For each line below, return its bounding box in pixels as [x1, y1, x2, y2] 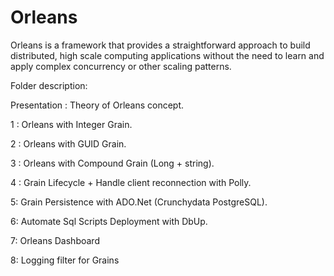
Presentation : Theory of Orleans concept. [10, 99, 185, 111]
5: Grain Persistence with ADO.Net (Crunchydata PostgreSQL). [10, 196, 268, 208]
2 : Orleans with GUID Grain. [10, 137, 127, 150]
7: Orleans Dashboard [10, 234, 100, 246]
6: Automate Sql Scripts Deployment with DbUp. [10, 215, 208, 227]
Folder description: [10, 79, 88, 91]
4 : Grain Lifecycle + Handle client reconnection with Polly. [10, 176, 252, 188]
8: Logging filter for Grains [10, 254, 120, 266]
